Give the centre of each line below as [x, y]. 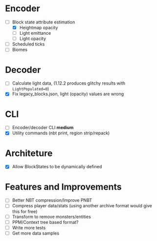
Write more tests [29, 227]
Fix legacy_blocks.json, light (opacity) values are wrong [68, 94]
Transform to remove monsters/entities [52, 217]
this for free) [25, 211]
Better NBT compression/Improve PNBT [52, 200]
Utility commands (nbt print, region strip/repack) [61, 133]
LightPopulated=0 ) [31, 89]
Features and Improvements [64, 187]
